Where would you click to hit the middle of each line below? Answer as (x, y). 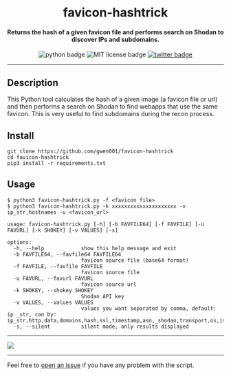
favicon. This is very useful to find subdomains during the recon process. (111, 114)
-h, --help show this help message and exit (95, 248)
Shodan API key (103, 296)
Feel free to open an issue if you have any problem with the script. (101, 365)
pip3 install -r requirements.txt (57, 164)
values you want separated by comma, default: (148, 308)
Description (33, 83)
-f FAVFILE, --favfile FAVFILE (58, 266)
